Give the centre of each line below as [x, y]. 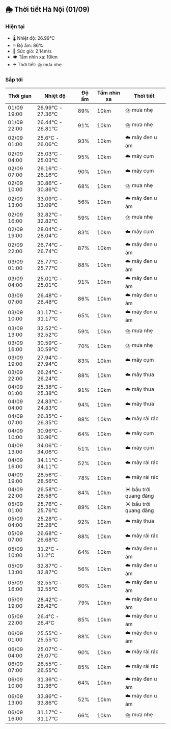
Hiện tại [15, 26]
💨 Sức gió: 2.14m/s [32, 51]
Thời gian [20, 96]
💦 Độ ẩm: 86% [28, 45]
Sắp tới [14, 79]
